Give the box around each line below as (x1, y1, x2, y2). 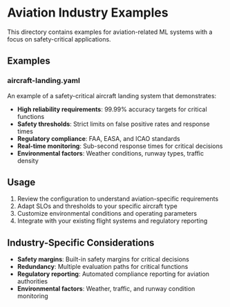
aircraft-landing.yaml (7, 76, 81, 86)
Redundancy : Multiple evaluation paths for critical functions (17, 263, 189, 271)
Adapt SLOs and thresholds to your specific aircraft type (17, 202, 178, 210)
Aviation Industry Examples (7, 5, 169, 21)
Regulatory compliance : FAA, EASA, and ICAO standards (17, 134, 181, 142)
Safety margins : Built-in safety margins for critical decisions (17, 255, 190, 263)
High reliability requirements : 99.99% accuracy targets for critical (17, 105, 207, 113)
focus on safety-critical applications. (7, 35, 112, 43)
